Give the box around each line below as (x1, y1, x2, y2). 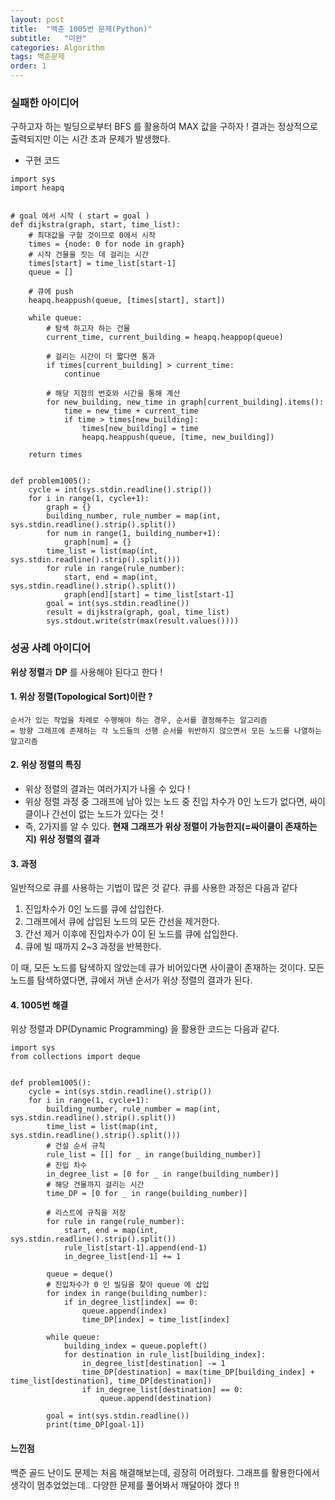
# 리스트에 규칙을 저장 (46, 1208, 127, 1218)
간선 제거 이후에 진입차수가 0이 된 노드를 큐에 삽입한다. (24, 928, 239, 940)
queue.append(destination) (99, 1394, 213, 1404)
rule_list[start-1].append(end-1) (63, 1243, 208, 1253)
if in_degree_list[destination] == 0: (81, 1385, 244, 1395)
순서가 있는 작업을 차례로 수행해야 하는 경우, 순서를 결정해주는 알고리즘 (10, 715, 268, 725)
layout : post (10, 14, 65, 25)
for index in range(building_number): (46, 1289, 208, 1299)
